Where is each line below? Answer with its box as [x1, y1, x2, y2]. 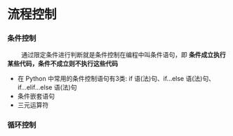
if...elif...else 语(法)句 [17, 83, 77, 92]
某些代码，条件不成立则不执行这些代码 [7, 59, 118, 68]
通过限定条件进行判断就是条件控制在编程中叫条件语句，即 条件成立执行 [20, 51, 226, 59]
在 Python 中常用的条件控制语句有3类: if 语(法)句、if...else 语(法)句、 [17, 75, 215, 83]
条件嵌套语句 [17, 92, 55, 101]
